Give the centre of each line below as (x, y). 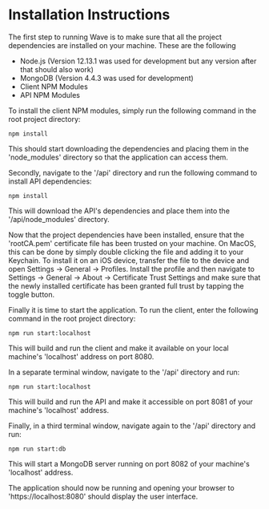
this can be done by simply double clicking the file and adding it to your (126, 252)
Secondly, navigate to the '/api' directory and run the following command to (133, 172)
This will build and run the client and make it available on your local (119, 348)
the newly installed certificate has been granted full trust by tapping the (126, 285)
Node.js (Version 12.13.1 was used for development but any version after (138, 61)
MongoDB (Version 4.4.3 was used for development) (106, 78)
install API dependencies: (50, 181)
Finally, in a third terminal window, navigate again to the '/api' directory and (132, 426)
